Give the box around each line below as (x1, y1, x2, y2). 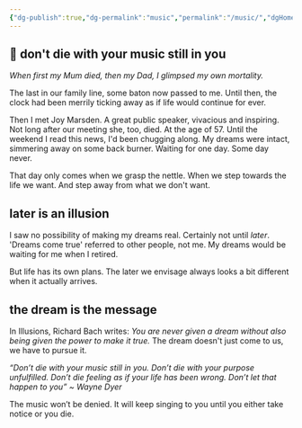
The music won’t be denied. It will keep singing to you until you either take (9, 399, 284, 410)
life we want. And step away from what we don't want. (9, 180, 211, 191)
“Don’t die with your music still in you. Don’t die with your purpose (9, 362, 254, 373)
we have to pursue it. (9, 345, 87, 356)
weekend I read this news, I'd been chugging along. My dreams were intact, (9, 134, 290, 145)
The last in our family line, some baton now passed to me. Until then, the (9, 87, 278, 99)
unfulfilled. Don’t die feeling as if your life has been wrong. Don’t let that (9, 372, 277, 383)
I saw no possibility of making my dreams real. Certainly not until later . (9, 230, 270, 241)
